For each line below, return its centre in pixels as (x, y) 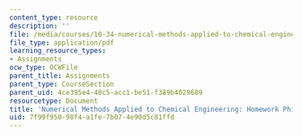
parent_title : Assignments (60, 76)
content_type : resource (54, 17)
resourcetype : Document (54, 101)
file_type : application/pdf (62, 42)
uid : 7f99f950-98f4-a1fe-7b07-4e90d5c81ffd (92, 117)
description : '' (40, 26)
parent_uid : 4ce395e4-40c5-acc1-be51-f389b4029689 (106, 92)
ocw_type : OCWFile (44, 68)
